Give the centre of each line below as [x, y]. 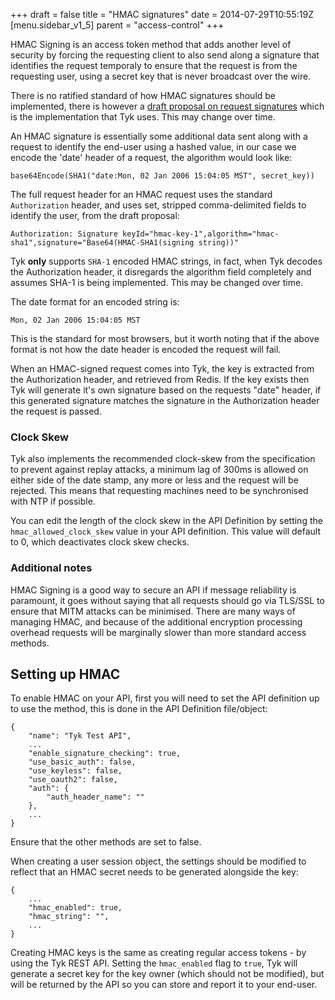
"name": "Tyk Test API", [80, 736]
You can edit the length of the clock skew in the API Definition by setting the [166, 521]
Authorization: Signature [64, 234]
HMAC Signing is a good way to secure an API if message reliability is [153, 590]
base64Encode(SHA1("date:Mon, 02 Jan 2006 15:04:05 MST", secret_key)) [162, 176]
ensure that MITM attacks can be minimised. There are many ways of [153, 611]
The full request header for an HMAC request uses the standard [141, 194]
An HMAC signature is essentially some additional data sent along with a [159, 136]
